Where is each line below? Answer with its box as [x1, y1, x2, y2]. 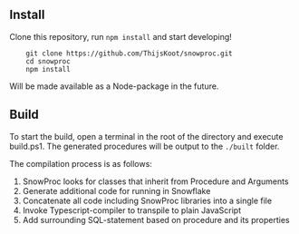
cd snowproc [25, 56, 71, 66]
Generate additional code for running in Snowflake [22, 185, 211, 196]
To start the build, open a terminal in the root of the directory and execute [9, 131, 284, 141]
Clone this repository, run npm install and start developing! [9, 31, 233, 42]
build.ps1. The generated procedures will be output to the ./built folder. [9, 141, 280, 151]
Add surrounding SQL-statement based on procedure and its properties [22, 214, 290, 225]
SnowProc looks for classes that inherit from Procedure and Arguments [22, 176, 289, 187]
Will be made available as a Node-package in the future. [9, 81, 219, 92]
